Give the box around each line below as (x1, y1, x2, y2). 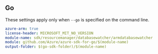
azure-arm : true (5, 26, 38, 31)
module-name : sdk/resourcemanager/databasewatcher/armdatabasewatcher (5, 35, 153, 40)
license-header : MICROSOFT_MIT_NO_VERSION (5, 31, 94, 36)
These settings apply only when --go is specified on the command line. (5, 17, 149, 22)
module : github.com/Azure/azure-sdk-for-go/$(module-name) (5, 40, 129, 45)
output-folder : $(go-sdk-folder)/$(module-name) (5, 44, 107, 49)
